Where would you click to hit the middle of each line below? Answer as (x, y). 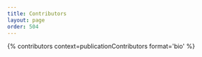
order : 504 (23, 26)
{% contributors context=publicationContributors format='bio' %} (101, 47)
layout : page (26, 20)
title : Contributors (37, 14)
